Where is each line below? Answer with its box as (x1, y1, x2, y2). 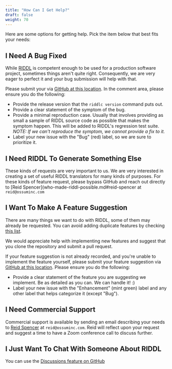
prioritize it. (12, 139, 37, 146)
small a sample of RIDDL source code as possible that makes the (12, 117, 149, 124)
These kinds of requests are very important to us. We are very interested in (5, 168, 164, 174)
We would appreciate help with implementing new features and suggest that (5, 238, 166, 244)
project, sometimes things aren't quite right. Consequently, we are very (5, 70, 155, 77)
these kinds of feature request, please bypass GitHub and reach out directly (5, 179, 165, 184)
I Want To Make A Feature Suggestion (5, 203, 128, 212)
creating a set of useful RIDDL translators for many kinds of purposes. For (5, 173, 161, 179)
